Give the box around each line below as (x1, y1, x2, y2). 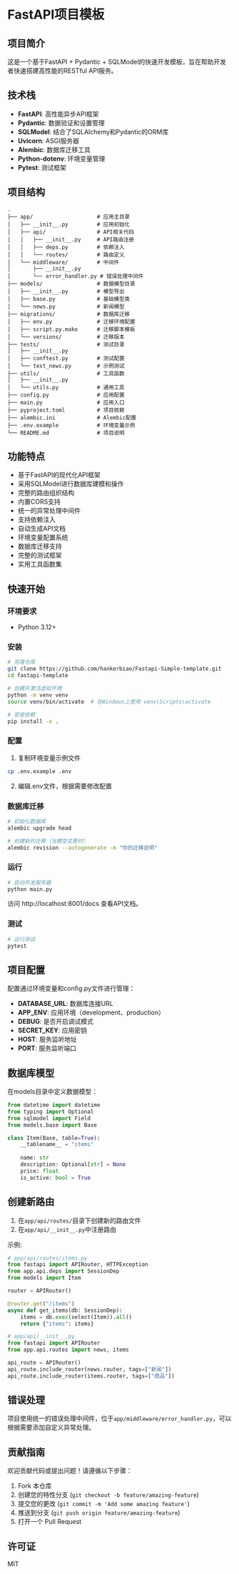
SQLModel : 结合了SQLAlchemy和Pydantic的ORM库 (17, 127, 169, 136)
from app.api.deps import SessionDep (7, 1267, 120, 1275)
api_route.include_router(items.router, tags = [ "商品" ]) (7, 1373, 175, 1380)
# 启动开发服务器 (7, 879, 51, 886)
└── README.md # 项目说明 (7, 429, 125, 437)
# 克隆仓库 (7, 659, 36, 666)
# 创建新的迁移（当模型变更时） (7, 837, 88, 845)
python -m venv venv (7, 691, 69, 699)
